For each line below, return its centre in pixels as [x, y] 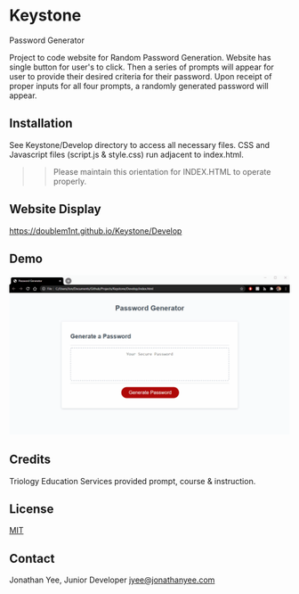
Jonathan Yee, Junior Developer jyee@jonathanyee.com [112, 580]
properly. [70, 181]
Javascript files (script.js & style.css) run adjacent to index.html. [127, 154]
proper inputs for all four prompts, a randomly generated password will [139, 86]
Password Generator [47, 40]
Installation [41, 124]
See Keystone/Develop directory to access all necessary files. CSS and [139, 144]
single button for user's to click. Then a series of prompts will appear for [141, 67]
